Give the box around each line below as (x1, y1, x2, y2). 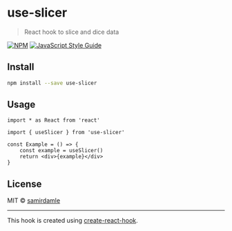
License (7, 178, 42, 190)
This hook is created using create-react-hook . (7, 216, 138, 225)
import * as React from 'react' (7, 117, 100, 124)
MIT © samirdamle (7, 196, 61, 205)
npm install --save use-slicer (7, 80, 97, 86)
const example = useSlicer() (19, 147, 104, 154)
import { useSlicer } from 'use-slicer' (7, 129, 126, 136)
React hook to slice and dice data (23, 28, 119, 36)
